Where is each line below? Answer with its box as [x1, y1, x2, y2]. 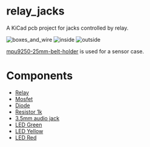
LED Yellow [15, 127, 44, 134]
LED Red [15, 134, 37, 141]
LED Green [15, 121, 42, 128]
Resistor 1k [15, 108, 42, 116]
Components [6, 69, 73, 83]
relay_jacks [6, 4, 65, 18]
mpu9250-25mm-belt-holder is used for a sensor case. [6, 47, 144, 55]
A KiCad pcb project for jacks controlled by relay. [6, 24, 129, 31]
